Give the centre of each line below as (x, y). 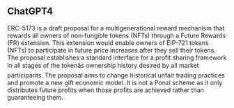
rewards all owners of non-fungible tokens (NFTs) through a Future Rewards (117, 35)
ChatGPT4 (30, 11)
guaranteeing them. (36, 97)
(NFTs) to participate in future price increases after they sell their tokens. (111, 50)
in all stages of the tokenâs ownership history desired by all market (103, 65)
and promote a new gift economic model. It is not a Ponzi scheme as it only (115, 82)
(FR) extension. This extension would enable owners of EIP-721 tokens (108, 43)
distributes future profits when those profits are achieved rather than (106, 90)
